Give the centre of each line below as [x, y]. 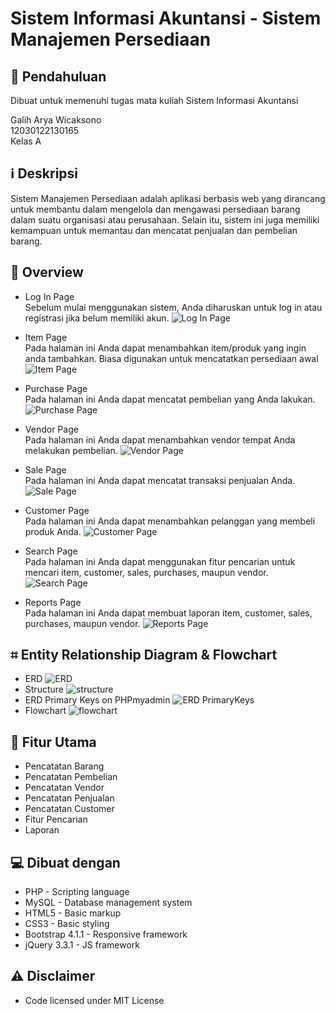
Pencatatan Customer [69, 809]
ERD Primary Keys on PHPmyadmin [97, 700]
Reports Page [53, 602]
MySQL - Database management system [108, 903]
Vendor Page [51, 429]
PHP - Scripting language [77, 892]
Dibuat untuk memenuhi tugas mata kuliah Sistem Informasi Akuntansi [154, 100]
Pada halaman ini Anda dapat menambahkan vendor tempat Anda [160, 439]
